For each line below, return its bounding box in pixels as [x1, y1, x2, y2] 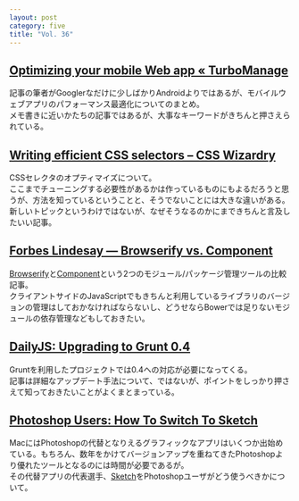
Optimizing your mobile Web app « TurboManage [9, 63, 288, 78]
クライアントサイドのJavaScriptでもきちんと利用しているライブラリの [9, 290, 268, 301]
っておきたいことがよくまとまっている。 [32, 386, 180, 397]
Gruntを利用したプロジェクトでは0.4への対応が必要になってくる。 [9, 363, 253, 375]
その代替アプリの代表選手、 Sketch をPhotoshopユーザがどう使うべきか [9, 471, 270, 482]
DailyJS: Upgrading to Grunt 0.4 [9, 339, 191, 355]
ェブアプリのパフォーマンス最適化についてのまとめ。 [9, 99, 205, 110]
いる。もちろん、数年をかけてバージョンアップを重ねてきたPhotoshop [16, 448, 276, 460]
